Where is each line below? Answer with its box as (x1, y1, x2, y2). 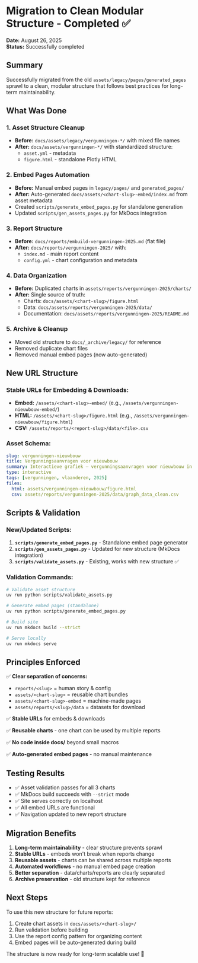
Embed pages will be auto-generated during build (14, 939, 136, 946)
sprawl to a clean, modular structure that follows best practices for (6, 82, 169, 90)
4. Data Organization (6, 271, 67, 279)
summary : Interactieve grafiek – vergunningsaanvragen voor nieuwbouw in (6, 464, 193, 470)
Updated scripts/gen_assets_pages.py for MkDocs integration (14, 209, 167, 216)
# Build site (6, 619, 39, 625)
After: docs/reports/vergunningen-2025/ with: (14, 244, 127, 251)
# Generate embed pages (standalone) (6, 603, 100, 609)
